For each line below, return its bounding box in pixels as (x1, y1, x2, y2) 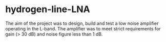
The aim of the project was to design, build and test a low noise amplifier (5, 20, 159, 26)
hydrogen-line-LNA (5, 4, 91, 15)
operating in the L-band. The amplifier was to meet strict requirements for (5, 25, 161, 31)
